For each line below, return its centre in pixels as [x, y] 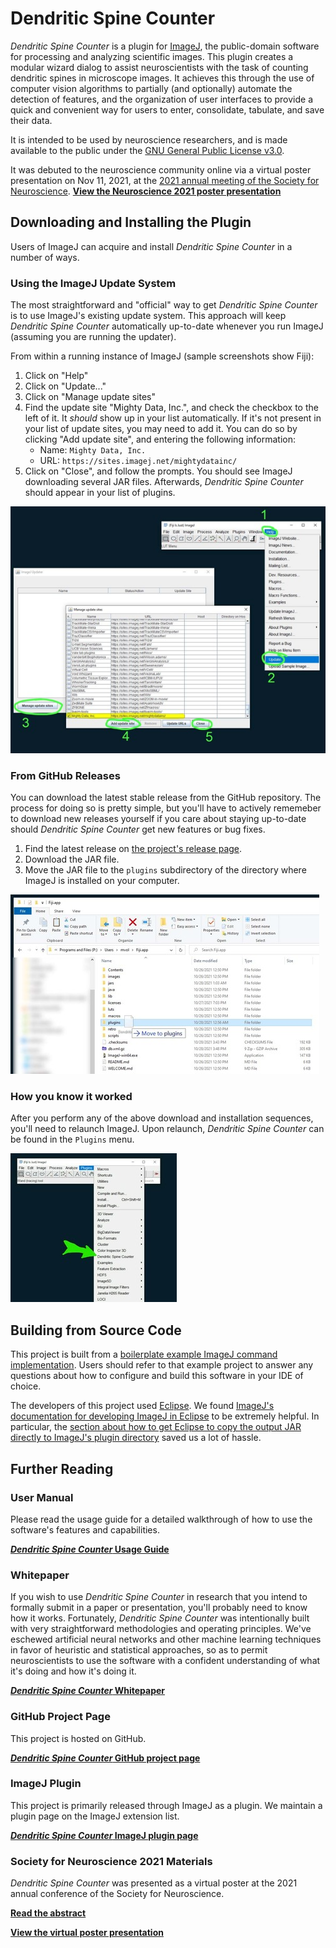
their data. [31, 120]
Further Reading [62, 1468]
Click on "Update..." [65, 386]
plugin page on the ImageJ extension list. [95, 1816]
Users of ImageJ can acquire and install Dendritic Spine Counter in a [151, 246]
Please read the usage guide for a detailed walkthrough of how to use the [161, 1519]
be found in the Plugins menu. [72, 1139]
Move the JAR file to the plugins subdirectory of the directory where [165, 870]
